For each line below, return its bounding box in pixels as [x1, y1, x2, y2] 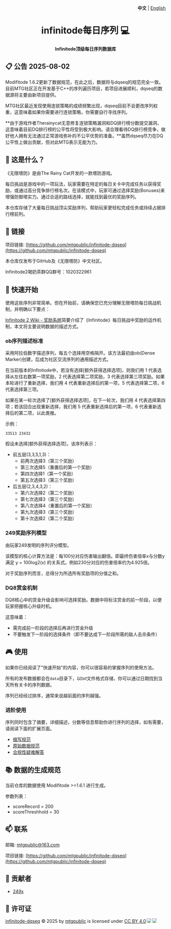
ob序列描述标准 [5, 337, 43, 344]
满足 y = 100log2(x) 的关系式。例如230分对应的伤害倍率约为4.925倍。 [5, 559, 153, 565]
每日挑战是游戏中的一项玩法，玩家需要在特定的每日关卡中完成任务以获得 [5, 181, 157, 187]
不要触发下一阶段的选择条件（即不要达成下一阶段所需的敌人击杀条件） [12, 631, 160, 638]
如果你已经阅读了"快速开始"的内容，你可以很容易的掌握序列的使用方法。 [5, 664, 157, 670]
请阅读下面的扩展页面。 [5, 726, 54, 732]
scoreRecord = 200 [12, 803, 54, 809]
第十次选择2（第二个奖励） [20, 516, 77, 522]
